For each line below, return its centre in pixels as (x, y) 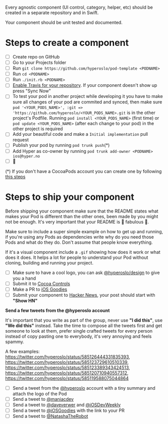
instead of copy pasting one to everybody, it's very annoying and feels (78, 336)
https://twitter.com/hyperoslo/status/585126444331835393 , (68, 357)
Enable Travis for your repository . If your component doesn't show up (85, 85)
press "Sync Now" (32, 91)
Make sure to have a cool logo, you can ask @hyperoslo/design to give (86, 273)
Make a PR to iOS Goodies (40, 289)
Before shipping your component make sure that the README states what (82, 211)
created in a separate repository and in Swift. (52, 13)
